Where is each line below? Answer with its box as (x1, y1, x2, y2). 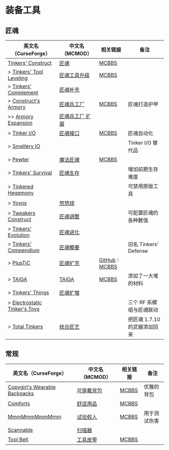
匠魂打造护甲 (128, 101, 158, 107)
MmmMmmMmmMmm (8, 413, 61, 420)
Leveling (8, 75, 28, 81)
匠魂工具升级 (59, 72, 90, 79)
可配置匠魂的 (128, 209, 158, 216)
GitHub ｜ (99, 257, 121, 263)
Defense (128, 248, 148, 254)
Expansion (8, 120, 33, 126)
